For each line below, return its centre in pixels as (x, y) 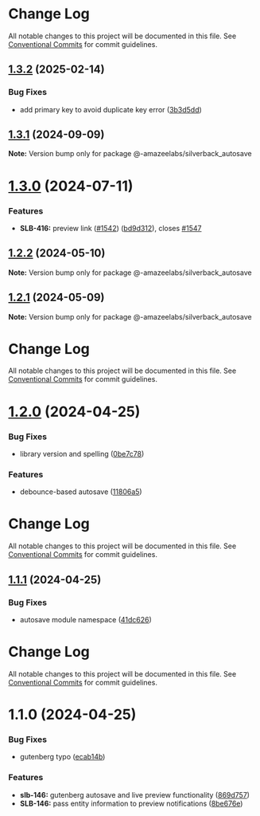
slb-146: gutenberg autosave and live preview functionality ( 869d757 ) (135, 794)
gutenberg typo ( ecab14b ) (62, 757)
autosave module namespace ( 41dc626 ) (86, 619)
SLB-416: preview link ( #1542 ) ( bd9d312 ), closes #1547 (111, 228)
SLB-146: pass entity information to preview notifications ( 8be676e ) (131, 803)
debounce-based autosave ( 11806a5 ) (81, 492)
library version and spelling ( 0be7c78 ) (82, 453)
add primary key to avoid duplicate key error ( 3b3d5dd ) (111, 109)
